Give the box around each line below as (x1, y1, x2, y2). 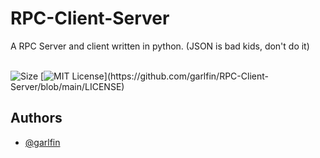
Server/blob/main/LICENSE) (10, 80, 125, 92)
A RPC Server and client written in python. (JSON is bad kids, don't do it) (10, 40, 310, 52)
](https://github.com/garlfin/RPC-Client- (103, 70, 269, 82)
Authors (10, 110, 63, 127)
